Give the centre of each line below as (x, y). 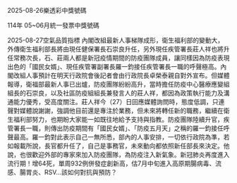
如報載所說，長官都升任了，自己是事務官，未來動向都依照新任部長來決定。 (115, 146)
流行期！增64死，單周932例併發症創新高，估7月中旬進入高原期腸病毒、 (111, 163)
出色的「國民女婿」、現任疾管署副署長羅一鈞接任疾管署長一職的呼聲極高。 (114, 67)
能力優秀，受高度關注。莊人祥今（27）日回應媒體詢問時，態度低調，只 (116, 102)
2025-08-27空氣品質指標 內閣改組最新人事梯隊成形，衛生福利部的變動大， (116, 40)
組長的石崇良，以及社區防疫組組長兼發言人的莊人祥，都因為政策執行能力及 (115, 93)
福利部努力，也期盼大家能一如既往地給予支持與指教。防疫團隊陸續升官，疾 (121, 119)
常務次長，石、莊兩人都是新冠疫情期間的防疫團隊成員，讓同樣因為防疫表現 (121, 58)
